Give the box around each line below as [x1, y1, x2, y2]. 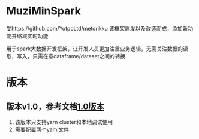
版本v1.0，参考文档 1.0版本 [6, 101, 104, 111]
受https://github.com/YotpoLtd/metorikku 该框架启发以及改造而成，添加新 [6, 25, 188, 32]
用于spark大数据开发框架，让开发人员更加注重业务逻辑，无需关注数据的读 [6, 45, 189, 52]
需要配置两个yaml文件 [14, 126, 70, 133]
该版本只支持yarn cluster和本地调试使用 [14, 118, 113, 125]
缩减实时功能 [16, 32, 49, 40]
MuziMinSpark [6, 4, 81, 18]
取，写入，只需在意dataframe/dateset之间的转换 [6, 52, 126, 59]
